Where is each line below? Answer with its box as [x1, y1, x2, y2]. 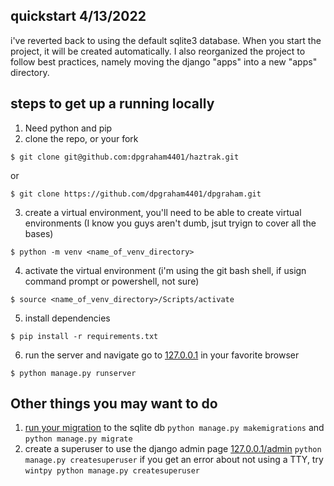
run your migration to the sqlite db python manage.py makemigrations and [24, 422, 325, 434]
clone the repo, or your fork [24, 132, 139, 144]
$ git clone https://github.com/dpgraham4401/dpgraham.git [10, 189, 262, 199]
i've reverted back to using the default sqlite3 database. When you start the [10, 34, 322, 46]
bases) [24, 227, 54, 239]
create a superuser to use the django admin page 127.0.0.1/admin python [24, 443, 322, 455]
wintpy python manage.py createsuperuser [24, 466, 200, 476]
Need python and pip [24, 122, 113, 134]
